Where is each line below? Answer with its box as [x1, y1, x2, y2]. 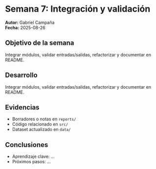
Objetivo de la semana [5, 39, 74, 47]
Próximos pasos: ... [12, 159, 51, 165]
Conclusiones [5, 140, 48, 149]
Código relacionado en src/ [12, 121, 68, 127]
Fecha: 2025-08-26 [5, 24, 45, 30]
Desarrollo [5, 71, 38, 79]
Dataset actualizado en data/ [12, 127, 71, 132]
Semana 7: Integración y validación [5, 3, 151, 15]
